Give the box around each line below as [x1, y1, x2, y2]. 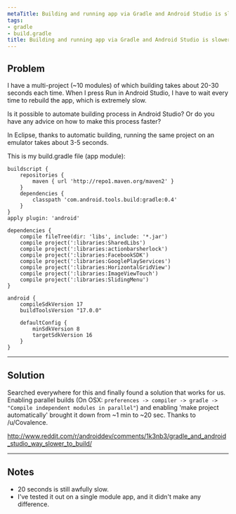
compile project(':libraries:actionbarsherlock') [20, 245, 169, 252]
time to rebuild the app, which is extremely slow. [7, 96, 147, 104]
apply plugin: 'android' [7, 214, 80, 221]
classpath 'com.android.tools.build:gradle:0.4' [32, 196, 178, 203]
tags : [7, 17, 23, 24]
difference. [17, 500, 49, 508]
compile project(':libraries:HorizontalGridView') [20, 264, 171, 271]
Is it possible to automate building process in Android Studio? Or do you [7, 110, 215, 118]
